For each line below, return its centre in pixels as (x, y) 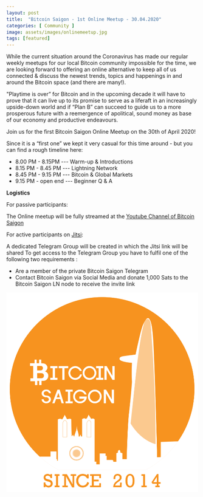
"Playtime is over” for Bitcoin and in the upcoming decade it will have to (96, 94)
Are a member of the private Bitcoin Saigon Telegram (82, 271)
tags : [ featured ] (28, 39)
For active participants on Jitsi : (45, 235)
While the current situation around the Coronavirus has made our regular (97, 57)
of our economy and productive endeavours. (62, 120)
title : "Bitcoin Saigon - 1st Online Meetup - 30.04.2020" (84, 19)
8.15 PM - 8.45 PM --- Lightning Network (66, 168)
